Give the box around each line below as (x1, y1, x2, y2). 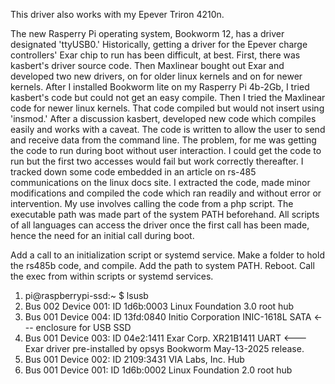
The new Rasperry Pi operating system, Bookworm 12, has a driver (10, 28, 285, 39)
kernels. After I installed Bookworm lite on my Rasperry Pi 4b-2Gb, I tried (10, 81, 310, 93)
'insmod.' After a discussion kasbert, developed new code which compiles (10, 113, 317, 124)
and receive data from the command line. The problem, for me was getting (10, 134, 317, 146)
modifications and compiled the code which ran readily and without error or (10, 187, 322, 199)
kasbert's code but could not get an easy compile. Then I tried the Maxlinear (10, 92, 326, 103)
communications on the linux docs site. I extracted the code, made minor (10, 177, 311, 188)
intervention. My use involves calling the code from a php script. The (10, 198, 294, 209)
